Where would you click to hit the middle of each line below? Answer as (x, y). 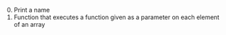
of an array (29, 24)
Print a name (32, 10)
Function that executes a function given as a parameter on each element (116, 17)
